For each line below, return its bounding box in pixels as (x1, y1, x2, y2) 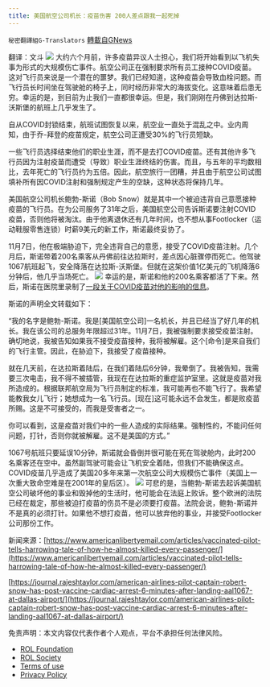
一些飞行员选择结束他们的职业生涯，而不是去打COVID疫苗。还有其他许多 (8, 147, 249, 156)
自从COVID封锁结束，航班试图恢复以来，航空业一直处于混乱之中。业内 (8, 119, 242, 129)
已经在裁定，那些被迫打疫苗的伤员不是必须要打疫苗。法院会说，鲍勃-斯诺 (8, 498, 252, 507)
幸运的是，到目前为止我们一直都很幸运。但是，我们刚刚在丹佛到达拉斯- (22, 92, 259, 101)
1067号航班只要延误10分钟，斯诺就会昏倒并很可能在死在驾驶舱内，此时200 (8, 448, 256, 457)
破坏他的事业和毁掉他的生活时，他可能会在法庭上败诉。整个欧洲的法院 (29, 488, 262, 498)
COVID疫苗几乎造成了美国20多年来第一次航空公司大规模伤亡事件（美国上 (8, 468, 251, 478)
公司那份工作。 (8, 518, 58, 528)
